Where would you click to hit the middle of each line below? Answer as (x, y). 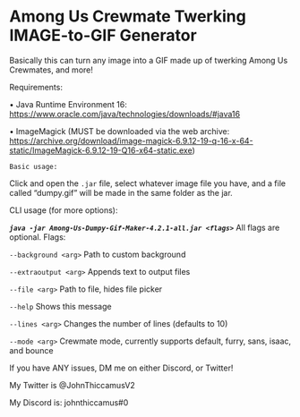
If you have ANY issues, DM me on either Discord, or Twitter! (121, 368)
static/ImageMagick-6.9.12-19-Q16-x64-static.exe (101, 150)
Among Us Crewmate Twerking (128, 17)
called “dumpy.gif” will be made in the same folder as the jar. (121, 192)
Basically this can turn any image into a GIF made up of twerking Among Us (149, 60)
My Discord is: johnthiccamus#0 (69, 402)
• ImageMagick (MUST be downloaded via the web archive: (120, 131)
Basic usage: (34, 166)
